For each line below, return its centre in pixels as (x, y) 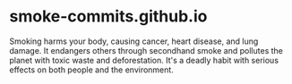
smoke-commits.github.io (108, 17)
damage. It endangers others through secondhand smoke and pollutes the (146, 50)
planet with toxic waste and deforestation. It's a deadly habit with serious (144, 60)
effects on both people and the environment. (92, 70)
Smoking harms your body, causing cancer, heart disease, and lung (134, 41)
